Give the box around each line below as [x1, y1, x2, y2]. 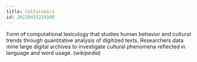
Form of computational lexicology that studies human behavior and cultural [6, 30, 192, 37]
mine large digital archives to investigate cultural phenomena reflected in [6, 43, 186, 50]
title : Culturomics [6, 8, 55, 15]
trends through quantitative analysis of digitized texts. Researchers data [6, 37, 184, 44]
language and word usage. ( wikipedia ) [6, 49, 101, 56]
